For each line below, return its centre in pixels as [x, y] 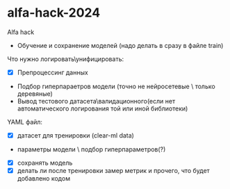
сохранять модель [45, 163]
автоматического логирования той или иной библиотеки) [102, 108]
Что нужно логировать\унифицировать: [65, 59]
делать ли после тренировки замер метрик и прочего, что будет [113, 171]
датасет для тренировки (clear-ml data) [75, 135]
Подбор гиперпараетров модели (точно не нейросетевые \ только [116, 86]
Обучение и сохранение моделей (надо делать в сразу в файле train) [120, 45]
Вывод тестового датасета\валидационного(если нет [96, 101]
